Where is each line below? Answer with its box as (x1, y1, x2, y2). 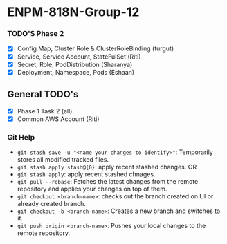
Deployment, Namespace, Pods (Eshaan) (17, 68, 135, 76)
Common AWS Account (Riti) (17, 115, 100, 123)
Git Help (7, 132, 35, 142)
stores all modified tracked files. (17, 155, 109, 163)
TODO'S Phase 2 (7, 29, 64, 39)
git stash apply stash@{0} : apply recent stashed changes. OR (17, 162, 197, 171)
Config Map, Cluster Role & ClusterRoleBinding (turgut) (17, 44, 174, 53)
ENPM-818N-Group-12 (7, 4, 140, 20)
